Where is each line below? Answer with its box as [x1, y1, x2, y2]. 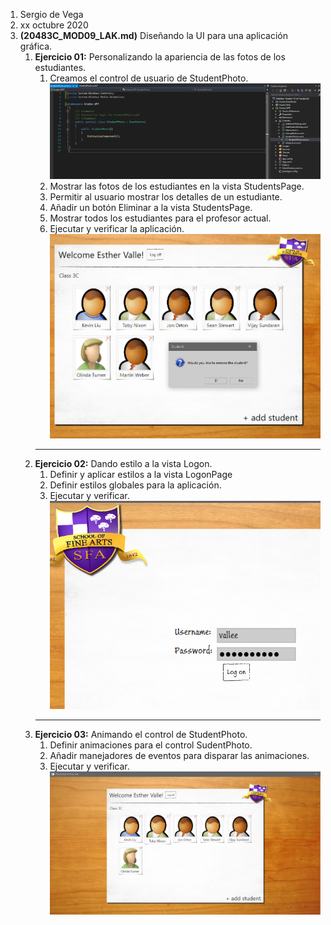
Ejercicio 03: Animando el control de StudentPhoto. [34, 729, 248, 741]
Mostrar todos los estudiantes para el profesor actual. [49, 212, 272, 224]
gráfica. [19, 40, 53, 52]
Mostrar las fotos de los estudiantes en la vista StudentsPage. [49, 180, 305, 192]
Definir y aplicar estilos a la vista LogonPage [49, 468, 233, 480]
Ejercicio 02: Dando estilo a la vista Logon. [34, 457, 213, 469]
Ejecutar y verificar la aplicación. [49, 222, 185, 234]
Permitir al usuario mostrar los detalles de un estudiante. [49, 190, 283, 203]
